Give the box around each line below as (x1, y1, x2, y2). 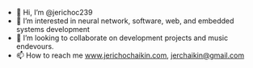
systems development (15, 25, 91, 34)
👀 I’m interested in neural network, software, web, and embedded (15, 16, 234, 26)
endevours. (15, 42, 54, 51)
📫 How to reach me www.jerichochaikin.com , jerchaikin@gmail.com (15, 50, 245, 60)
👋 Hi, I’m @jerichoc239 (15, 8, 93, 17)
